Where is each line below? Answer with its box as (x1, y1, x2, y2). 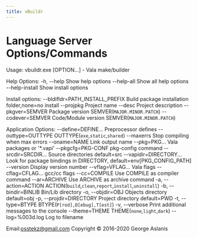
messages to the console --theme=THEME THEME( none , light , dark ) (6, 207, 170, 214)
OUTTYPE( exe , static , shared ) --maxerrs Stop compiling (54, 132, 189, 139)
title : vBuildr (6, 8, 44, 15)
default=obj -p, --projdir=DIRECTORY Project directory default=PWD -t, (6, 194, 180, 201)
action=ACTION (6, 182, 44, 189)
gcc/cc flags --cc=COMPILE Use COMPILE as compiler (44, 169, 179, 177)
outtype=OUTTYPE (6, 132, 53, 139)
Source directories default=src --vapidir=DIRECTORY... (48, 151, 182, 158)
